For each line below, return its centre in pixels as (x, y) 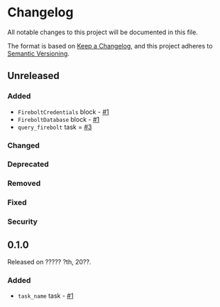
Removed (24, 184)
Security (22, 222)
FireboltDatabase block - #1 (59, 119)
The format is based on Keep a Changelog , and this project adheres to (110, 46)
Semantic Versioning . (38, 53)
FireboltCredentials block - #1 (63, 112)
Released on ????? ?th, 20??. (49, 262)
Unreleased (34, 76)
